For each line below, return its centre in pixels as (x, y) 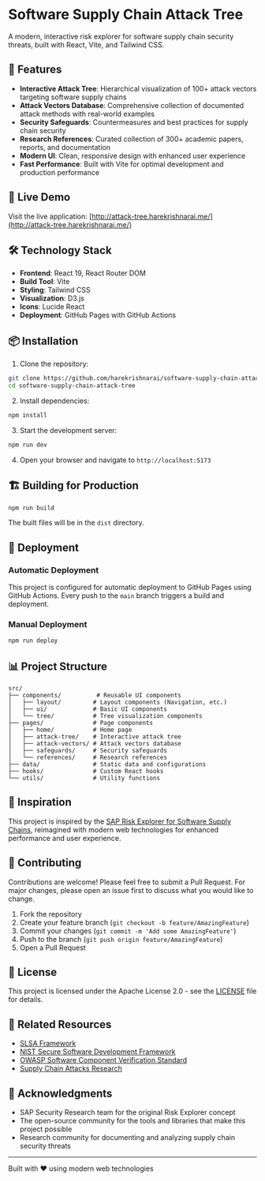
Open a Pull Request (53, 947)
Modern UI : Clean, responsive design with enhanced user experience (132, 155)
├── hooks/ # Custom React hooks (86, 772)
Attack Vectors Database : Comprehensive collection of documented (132, 105)
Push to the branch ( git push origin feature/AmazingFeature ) (121, 939)
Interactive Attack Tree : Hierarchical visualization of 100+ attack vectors (138, 88)
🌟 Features (35, 70)
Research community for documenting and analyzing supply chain (127, 1138)
